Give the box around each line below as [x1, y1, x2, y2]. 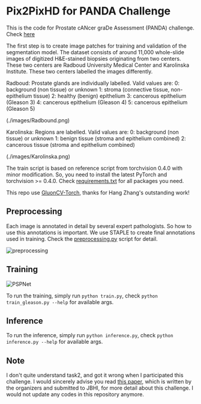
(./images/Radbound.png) [6, 116, 70, 124]
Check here [6, 30, 35, 37]
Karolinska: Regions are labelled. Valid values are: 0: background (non [6, 128, 179, 135]
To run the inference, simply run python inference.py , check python [6, 332, 173, 339]
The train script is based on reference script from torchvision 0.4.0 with [6, 164, 183, 172]
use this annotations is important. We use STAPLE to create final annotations [6, 229, 196, 236]
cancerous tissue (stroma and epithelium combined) [6, 141, 135, 148]
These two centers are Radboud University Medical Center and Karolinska [6, 61, 190, 69]
